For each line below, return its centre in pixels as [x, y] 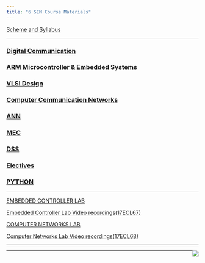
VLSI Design [25, 84]
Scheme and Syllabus [34, 29]
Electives [20, 165]
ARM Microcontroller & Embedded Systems [72, 67]
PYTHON [20, 182]
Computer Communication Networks [62, 100]
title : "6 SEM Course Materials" [49, 12]
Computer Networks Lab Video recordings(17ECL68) [73, 236]
